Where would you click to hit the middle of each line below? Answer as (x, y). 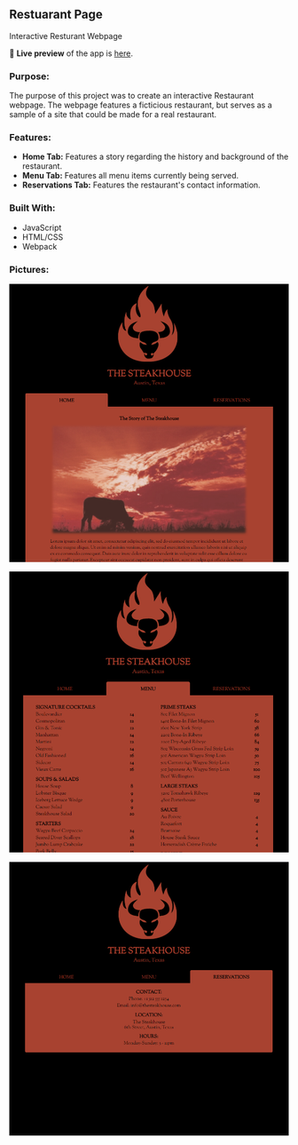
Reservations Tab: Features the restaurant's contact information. (141, 185)
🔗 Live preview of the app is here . (71, 53)
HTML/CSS (43, 237)
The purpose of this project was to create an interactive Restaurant (132, 96)
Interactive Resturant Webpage (66, 36)
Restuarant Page (56, 15)
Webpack (39, 246)
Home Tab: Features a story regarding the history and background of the (155, 157)
